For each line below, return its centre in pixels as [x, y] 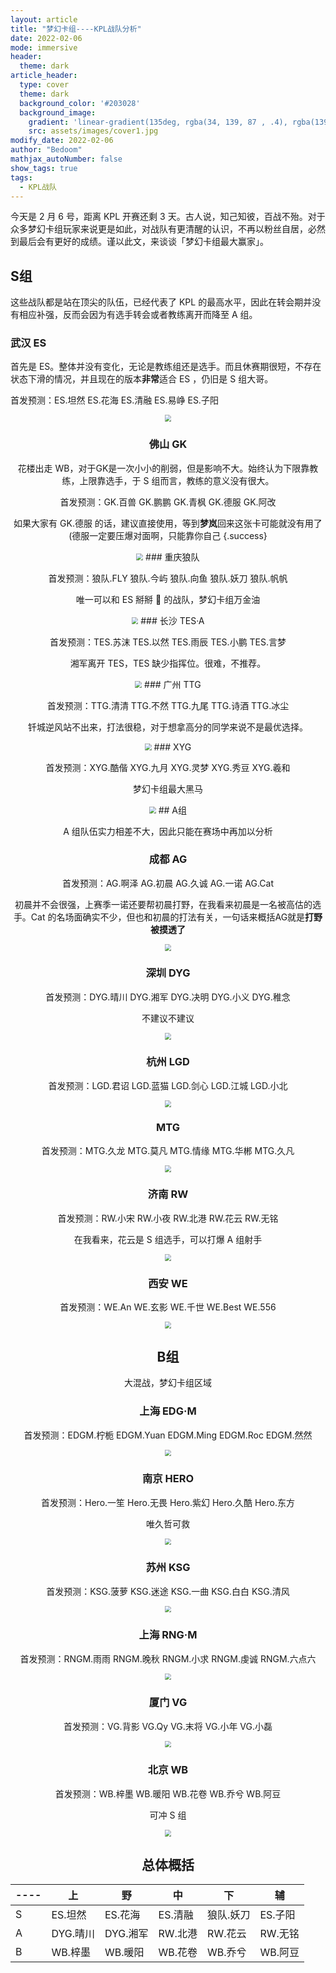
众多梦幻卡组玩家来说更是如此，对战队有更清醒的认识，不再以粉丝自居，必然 [168, 229]
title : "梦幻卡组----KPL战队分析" [76, 29]
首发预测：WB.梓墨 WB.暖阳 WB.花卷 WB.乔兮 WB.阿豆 [168, 1793]
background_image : [58, 112]
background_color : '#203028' [80, 103]
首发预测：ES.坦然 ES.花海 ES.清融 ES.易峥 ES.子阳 [114, 400]
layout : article [44, 19]
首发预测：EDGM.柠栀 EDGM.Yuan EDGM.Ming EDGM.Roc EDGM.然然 [168, 1435]
